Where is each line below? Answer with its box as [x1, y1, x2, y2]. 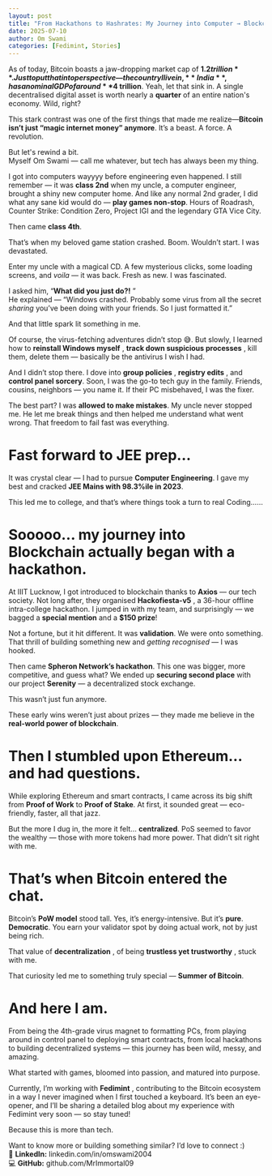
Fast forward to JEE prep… [8, 447, 192, 464]
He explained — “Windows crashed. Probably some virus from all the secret [8, 295, 261, 305]
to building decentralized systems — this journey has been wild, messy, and [8, 1043, 261, 1053]
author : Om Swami [8, 34, 67, 43]
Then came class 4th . [8, 222, 83, 232]
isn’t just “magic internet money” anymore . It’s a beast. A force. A [8, 123, 232, 133]
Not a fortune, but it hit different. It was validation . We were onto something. [8, 629, 263, 638]
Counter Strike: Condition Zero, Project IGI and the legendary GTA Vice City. [8, 206, 261, 216]
